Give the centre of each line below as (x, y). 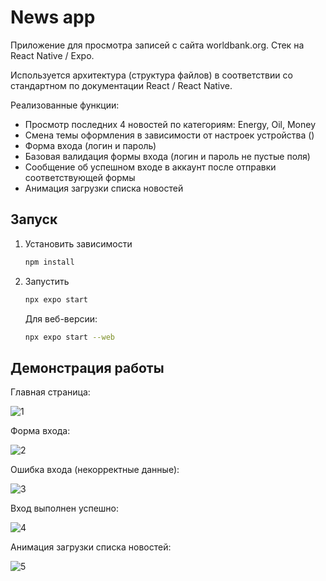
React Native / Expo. (52, 55)
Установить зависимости (78, 243)
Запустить (47, 281)
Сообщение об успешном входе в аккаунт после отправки (150, 167)
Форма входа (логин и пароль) (90, 145)
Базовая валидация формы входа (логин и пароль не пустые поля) (167, 156)
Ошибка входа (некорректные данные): (95, 470)
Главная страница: (50, 392)
